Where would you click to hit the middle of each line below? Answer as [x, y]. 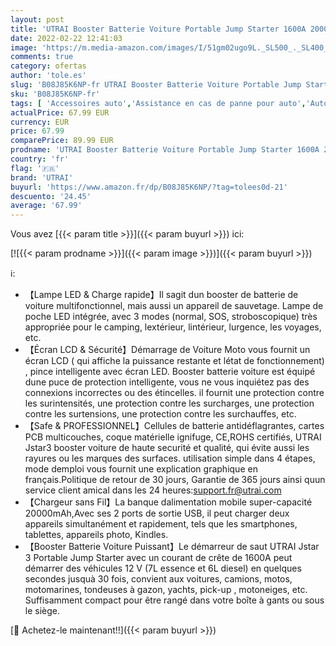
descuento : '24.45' [51, 196]
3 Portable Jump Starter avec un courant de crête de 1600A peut [158, 558]
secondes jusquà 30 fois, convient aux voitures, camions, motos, [158, 579]
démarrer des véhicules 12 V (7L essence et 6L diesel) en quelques [163, 568]
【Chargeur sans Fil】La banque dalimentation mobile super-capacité [168, 502]
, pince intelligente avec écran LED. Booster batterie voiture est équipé [170, 372]
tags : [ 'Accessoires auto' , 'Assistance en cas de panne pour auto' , [158, 103]
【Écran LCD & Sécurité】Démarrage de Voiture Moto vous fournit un [167, 350]
